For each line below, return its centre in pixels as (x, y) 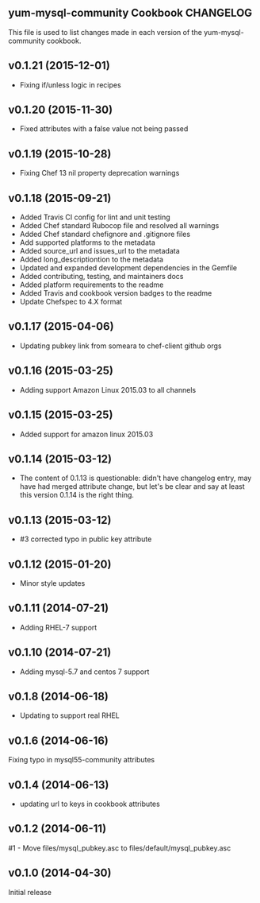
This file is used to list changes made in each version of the (105, 32)
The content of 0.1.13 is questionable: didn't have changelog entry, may (136, 478)
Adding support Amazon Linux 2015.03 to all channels (108, 389)
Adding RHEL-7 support (58, 627)
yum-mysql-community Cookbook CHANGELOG (130, 13)
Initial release (30, 892)
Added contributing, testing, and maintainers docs (101, 277)
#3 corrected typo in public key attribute (86, 539)
